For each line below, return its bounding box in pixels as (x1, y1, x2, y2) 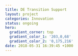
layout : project (5, 12, 38, 17)
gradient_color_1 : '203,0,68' (9, 35, 71, 39)
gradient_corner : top (9, 30, 54, 35)
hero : (5, 25, 16, 30)
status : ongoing (5, 20, 38, 26)
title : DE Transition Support (5, 7, 67, 12)
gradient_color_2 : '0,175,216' (9, 39, 74, 44)
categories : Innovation (5, 16, 54, 21)
